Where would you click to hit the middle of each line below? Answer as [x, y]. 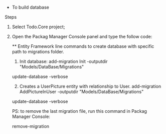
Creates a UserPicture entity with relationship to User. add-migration [90, 86]
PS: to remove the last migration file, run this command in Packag [79, 111]
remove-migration [31, 126]
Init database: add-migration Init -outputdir [64, 61]
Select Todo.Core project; [38, 27]
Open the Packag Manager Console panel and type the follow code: [82, 37]
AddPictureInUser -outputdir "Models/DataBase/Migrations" [81, 92]
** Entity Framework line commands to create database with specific [83, 46]
